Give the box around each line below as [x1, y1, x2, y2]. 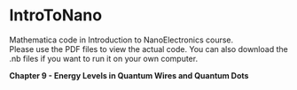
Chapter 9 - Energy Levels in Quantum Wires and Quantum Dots [9, 70, 249, 80]
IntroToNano [9, 5, 103, 26]
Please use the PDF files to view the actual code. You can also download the [9, 43, 288, 54]
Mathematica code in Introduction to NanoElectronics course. [9, 34, 234, 45]
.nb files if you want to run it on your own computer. [9, 53, 198, 64]
